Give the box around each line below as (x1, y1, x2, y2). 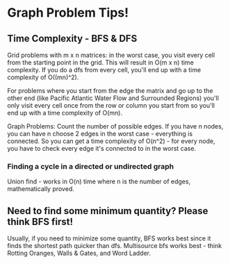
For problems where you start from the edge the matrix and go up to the (7, 87, 213, 94)
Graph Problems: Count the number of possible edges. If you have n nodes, (7, 122, 224, 130)
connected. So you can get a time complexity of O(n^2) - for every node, (7, 137, 215, 145)
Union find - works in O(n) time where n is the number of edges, (7, 177, 191, 185)
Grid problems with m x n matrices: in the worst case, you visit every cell (7, 51, 215, 59)
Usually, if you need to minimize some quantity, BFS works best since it (7, 234, 211, 242)
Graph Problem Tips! (7, 5, 129, 21)
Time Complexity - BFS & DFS (7, 33, 138, 44)
